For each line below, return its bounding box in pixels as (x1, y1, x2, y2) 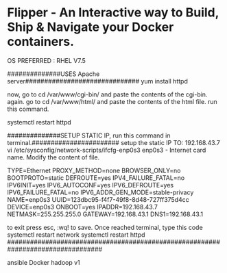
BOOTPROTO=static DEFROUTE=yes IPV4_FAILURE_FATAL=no (7, 173, 185, 182)
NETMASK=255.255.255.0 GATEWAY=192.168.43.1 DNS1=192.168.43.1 (7, 210, 204, 218)
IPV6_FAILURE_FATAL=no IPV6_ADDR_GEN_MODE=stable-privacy (7, 188, 194, 196)
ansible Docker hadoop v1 (7, 258, 80, 266)
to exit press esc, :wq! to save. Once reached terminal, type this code (7, 223, 204, 231)
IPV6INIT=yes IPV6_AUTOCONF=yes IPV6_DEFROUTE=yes (7, 181, 174, 189)
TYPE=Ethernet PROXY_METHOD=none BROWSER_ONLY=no (7, 166, 181, 174)
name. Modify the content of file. (7, 153, 100, 161)
